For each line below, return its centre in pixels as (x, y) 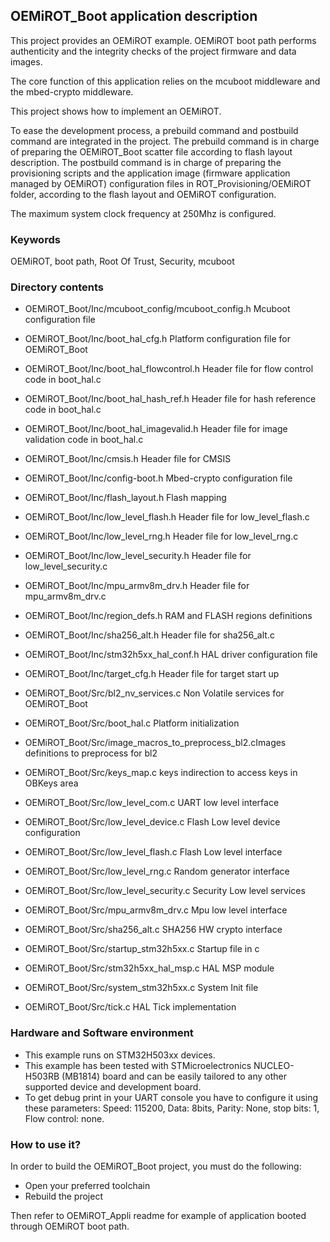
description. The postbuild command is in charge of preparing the (146, 162)
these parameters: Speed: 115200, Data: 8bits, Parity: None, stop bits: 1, (172, 1108)
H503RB (42, 1076)
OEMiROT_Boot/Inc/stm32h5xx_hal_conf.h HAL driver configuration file (171, 655)
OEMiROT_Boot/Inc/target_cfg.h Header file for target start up (152, 674)
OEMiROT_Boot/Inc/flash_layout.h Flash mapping (125, 498)
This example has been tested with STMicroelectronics (138, 1065)
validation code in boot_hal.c (84, 440)
